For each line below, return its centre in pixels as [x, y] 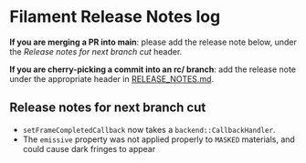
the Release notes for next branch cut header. [96, 51]
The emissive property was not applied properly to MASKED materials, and [158, 139]
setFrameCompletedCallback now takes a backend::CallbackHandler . [149, 129]
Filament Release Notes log [115, 17]
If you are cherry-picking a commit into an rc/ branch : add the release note [153, 69]
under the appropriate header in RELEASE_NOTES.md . [112, 78]
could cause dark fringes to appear [89, 148]
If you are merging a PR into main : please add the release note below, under [153, 42]
